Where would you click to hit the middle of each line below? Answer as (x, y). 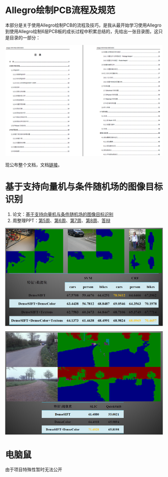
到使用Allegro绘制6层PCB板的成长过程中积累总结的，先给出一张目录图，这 (82, 31)
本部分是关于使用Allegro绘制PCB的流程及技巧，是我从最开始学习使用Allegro (83, 25)
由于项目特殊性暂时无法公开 (34, 469)
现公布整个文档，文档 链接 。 (34, 165)
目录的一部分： (25, 38)
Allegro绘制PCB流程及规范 (60, 10)
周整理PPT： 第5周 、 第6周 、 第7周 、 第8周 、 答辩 (61, 220)
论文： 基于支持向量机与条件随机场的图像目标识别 (63, 214)
